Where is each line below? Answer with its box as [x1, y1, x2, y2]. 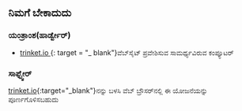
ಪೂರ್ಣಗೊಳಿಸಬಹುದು [8, 94, 59, 104]
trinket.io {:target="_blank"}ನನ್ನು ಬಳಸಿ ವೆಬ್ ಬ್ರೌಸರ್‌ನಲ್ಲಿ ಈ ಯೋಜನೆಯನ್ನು [8, 86, 208, 95]
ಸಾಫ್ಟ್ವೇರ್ [8, 68, 32, 79]
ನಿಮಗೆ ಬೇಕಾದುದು [8, 6, 72, 20]
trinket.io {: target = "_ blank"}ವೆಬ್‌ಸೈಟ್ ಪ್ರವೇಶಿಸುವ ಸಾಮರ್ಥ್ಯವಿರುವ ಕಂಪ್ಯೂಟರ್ [19, 47, 235, 57]
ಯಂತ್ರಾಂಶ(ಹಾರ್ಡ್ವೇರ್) [8, 30, 71, 41]
